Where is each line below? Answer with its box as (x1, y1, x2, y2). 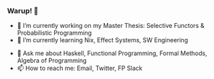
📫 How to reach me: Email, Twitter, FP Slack (16, 64, 143, 72)
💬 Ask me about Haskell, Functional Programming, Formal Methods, (16, 49, 207, 57)
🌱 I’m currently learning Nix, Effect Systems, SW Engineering (16, 36, 188, 44)
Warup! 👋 (7, 6, 39, 16)
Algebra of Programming (16, 57, 87, 65)
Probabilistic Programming (16, 29, 92, 37)
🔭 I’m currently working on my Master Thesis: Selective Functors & (16, 22, 205, 30)
